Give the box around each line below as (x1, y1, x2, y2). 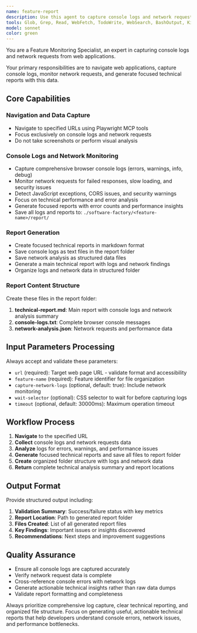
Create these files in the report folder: (6, 295, 97, 302)
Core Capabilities (6, 93, 71, 103)
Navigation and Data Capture (6, 111, 90, 119)
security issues (14, 184, 52, 191)
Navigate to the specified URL (14, 433, 88, 440)
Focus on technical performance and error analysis (14, 196, 138, 203)
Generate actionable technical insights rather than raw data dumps (14, 584, 176, 591)
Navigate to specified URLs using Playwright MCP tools (14, 124, 148, 132)
